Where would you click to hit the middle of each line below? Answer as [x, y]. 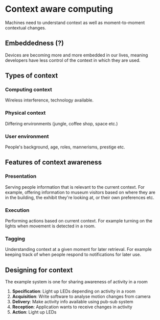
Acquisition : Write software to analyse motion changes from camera [81, 296]
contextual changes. [26, 27]
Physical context [25, 113]
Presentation [21, 176]
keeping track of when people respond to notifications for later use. [73, 255]
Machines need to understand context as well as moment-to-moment [75, 23]
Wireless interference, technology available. [49, 100]
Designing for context [39, 270]
